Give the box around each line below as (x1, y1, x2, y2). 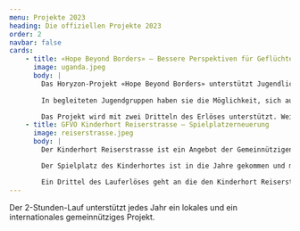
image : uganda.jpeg (32, 63, 105, 72)
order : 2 (9, 29, 42, 38)
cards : (9, 46, 34, 55)
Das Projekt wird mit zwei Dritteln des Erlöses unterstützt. (41, 112, 278, 121)
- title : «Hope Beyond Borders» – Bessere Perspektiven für (25, 54, 254, 63)
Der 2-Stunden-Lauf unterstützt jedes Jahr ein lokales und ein (9, 202, 238, 212)
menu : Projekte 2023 (9, 12, 87, 22)
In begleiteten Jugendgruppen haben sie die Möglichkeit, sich (41, 95, 281, 105)
